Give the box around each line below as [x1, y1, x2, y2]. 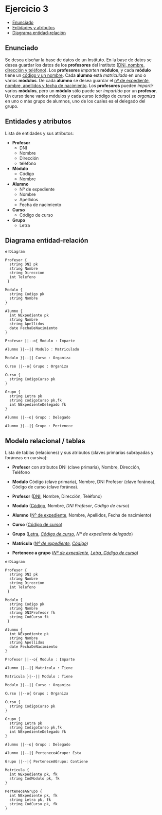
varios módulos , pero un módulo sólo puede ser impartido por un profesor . [5, 87, 157, 93]
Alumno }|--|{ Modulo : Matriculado [5, 347, 79, 352]
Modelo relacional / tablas [5, 436, 86, 445]
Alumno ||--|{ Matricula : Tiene [5, 666, 73, 671]
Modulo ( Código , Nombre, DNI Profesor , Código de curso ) [12, 503, 130, 509]
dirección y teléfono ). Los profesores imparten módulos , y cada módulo [5, 67, 151, 73]
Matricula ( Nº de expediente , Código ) [12, 540, 89, 546]
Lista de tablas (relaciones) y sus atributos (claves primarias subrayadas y [5, 450, 154, 455]
